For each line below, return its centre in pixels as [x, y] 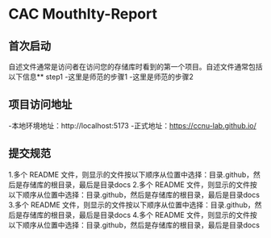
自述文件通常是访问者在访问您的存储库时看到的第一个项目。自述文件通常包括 [135, 67]
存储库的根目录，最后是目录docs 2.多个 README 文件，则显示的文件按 [140, 184]
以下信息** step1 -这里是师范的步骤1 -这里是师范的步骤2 [101, 77]
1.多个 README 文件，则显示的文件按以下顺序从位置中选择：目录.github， [131, 174]
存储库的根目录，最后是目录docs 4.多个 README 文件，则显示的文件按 [140, 215]
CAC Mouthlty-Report [83, 14]
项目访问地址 [40, 104]
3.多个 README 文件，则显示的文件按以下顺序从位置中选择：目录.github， [132, 205]
